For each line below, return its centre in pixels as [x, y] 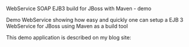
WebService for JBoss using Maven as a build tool [67, 26]
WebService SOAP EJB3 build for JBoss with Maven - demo [79, 9]
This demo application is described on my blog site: [69, 37]
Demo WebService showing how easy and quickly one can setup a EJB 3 [95, 20]
